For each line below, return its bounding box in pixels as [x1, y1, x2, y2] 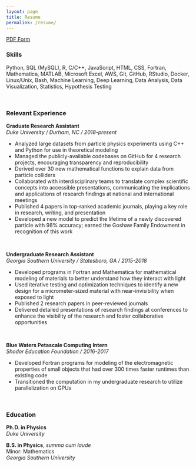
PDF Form [6, 36, 31, 43]
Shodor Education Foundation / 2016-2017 [6, 348, 109, 355]
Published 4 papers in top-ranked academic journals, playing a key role [14, 203, 188, 210]
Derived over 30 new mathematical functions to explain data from [14, 165, 174, 172]
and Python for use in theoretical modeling [14, 146, 118, 154]
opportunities [14, 318, 48, 325]
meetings [14, 196, 38, 204]
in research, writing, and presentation [14, 209, 106, 216]
